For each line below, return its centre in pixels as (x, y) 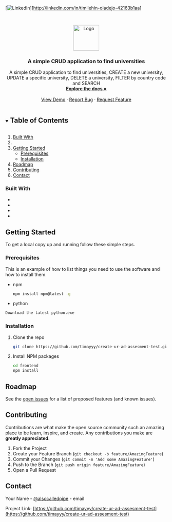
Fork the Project (30, 448)
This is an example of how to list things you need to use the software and (83, 269)
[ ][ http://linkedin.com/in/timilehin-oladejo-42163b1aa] (73, 8)
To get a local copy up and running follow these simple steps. (70, 245)
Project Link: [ (20, 508)
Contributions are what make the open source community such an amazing (85, 427)
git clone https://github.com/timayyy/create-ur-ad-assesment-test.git (91, 347)
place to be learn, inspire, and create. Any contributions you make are (79, 433)
